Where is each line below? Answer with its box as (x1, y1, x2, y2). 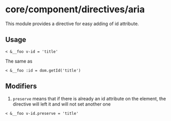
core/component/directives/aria (5, 4, 145, 15)
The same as (5, 58, 33, 64)
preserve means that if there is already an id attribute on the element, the (12, 95, 166, 102)
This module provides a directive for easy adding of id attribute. (5, 21, 139, 27)
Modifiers (5, 82, 37, 91)
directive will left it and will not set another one (12, 101, 111, 107)
